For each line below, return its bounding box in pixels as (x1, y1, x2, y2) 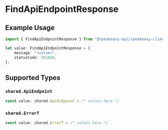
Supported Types (5, 73, 61, 82)
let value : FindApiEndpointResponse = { (5, 45, 91, 50)
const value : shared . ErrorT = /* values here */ (5, 120, 108, 125)
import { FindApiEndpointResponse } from (5, 36, 93, 41)
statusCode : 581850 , (14, 55, 57, 60)
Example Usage (5, 23, 55, 32)
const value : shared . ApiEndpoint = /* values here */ (5, 98, 120, 103)
